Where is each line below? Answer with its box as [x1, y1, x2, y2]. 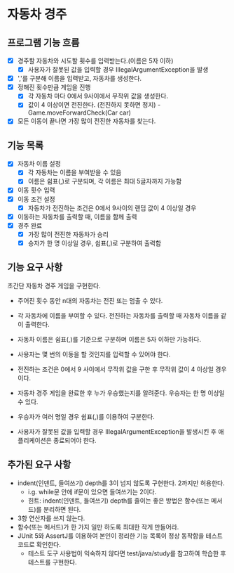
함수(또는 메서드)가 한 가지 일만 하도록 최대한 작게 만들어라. [17, 522, 179, 531]
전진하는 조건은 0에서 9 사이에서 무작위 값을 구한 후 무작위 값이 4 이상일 [17, 365, 214, 373]
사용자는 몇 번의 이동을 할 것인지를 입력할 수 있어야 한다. [17, 349, 171, 359]
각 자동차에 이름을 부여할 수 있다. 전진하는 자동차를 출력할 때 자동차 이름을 [17, 311, 219, 320]
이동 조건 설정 [17, 195, 55, 203]
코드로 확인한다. [17, 540, 61, 548]
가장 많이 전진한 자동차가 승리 [27, 230, 109, 238]
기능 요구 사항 [7, 262, 63, 273]
